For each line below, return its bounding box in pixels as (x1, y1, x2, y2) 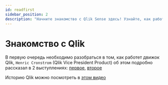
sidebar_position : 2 (5, 12, 48, 17)
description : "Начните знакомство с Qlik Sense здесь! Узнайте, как (5, 16, 151, 21)
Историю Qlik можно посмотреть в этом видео (5, 75, 106, 81)
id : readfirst (5, 7, 35, 12)
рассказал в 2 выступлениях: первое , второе (5, 65, 102, 71)
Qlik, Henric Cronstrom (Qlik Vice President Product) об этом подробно (5, 60, 153, 66)
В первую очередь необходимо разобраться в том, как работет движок (5, 54, 160, 60)
